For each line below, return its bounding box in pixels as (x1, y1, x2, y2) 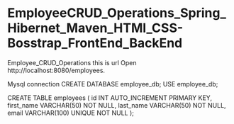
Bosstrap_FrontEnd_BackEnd (7, 35, 183, 51)
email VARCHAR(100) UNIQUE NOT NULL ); (7, 108, 135, 117)
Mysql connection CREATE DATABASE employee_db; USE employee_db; (7, 79, 218, 88)
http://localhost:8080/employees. (7, 66, 105, 74)
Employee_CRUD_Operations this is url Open (7, 58, 137, 67)
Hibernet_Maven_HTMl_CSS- (7, 20, 184, 36)
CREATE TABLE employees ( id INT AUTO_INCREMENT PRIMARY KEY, (7, 94, 213, 102)
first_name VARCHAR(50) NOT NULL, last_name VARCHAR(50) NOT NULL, (7, 101, 226, 109)
